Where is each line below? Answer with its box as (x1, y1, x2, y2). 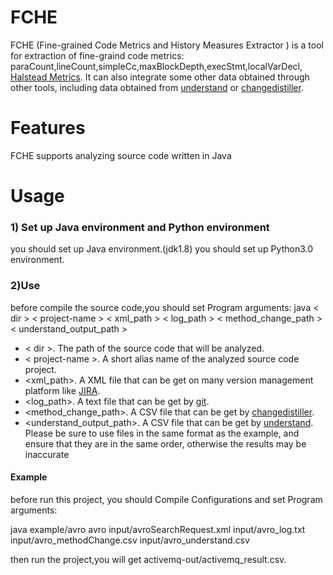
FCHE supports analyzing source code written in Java (10, 149, 232, 161)
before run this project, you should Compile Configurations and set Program (10, 493, 323, 505)
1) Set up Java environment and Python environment (10, 220, 270, 234)
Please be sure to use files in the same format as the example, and (24, 427, 300, 439)
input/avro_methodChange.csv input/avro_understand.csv (10, 534, 250, 546)
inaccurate (24, 448, 70, 460)
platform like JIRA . (24, 384, 101, 396)
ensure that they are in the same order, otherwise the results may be (24, 437, 307, 450)
